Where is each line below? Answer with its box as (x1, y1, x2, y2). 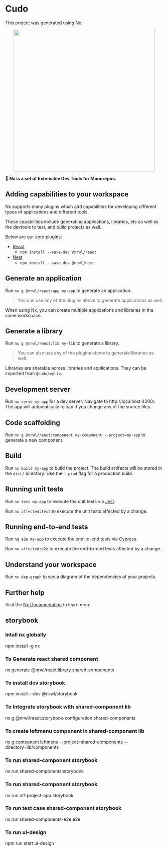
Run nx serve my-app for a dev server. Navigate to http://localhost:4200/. (5, 398, 156, 404)
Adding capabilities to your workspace (5, 190, 129, 199)
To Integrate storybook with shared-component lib (5, 703, 131, 711)
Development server (5, 385, 71, 393)
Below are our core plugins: (5, 234, 62, 240)
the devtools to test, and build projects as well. (5, 224, 102, 230)
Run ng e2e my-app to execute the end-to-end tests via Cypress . (5, 536, 138, 542)
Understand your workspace (5, 560, 97, 569)
